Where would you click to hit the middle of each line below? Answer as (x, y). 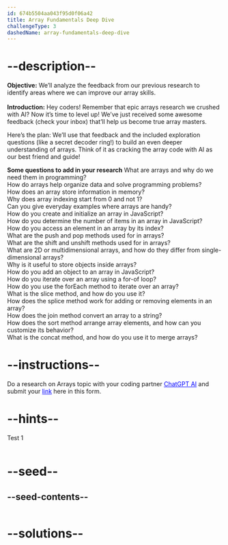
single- (212, 250)
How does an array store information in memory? (76, 192)
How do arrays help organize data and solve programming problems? (104, 185)
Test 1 (15, 438)
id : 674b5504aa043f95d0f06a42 (50, 13)
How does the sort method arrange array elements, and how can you (104, 323)
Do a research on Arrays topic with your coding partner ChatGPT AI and (108, 384)
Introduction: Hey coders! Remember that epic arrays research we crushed (113, 107)
